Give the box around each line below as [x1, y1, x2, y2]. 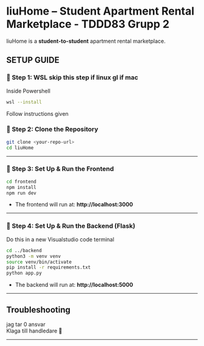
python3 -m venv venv [6, 253, 61, 259]
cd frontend [6, 178, 36, 185]
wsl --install [6, 99, 42, 105]
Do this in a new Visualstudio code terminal [6, 236, 114, 243]
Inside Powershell [6, 87, 50, 94]
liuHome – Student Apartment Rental [6, 4, 195, 18]
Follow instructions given [6, 110, 69, 117]
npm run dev [6, 190, 36, 196]
